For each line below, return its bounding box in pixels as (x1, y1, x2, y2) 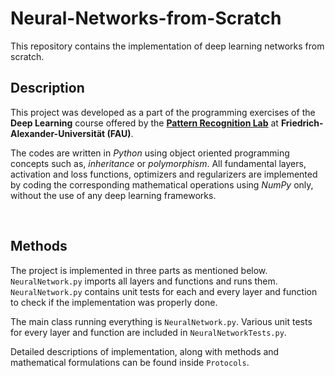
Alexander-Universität (10, 127, 106, 139)
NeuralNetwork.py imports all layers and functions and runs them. (10, 275, 278, 287)
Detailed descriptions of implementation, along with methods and (10, 345, 280, 357)
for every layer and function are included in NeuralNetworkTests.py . (10, 326, 287, 338)
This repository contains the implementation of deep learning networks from (10, 40, 325, 52)
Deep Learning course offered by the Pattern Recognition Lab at (10, 117, 279, 129)
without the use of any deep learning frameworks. (10, 189, 217, 201)
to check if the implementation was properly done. (10, 296, 218, 308)
